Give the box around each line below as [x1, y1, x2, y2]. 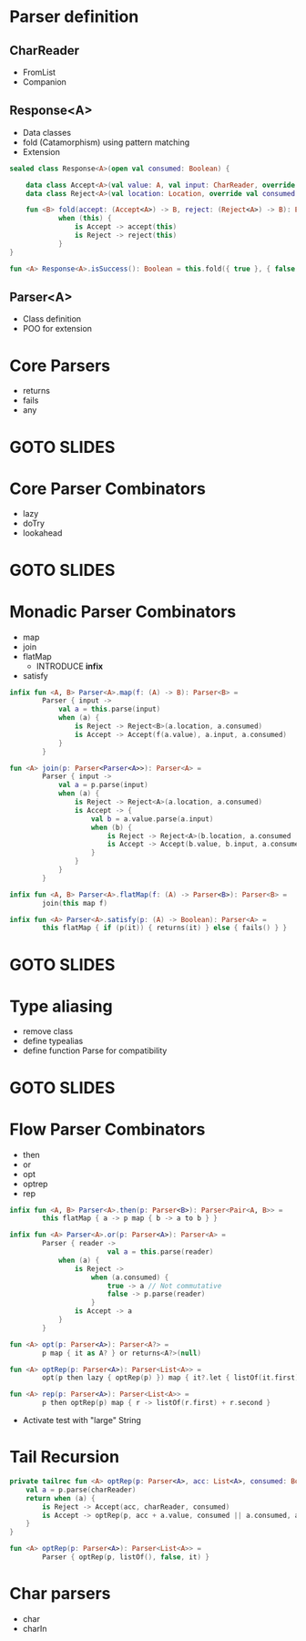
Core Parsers [9, 355, 111, 375]
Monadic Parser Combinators [9, 601, 237, 621]
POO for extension [22, 323, 93, 334]
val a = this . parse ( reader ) [107, 1247, 214, 1256]
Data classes [22, 127, 71, 138]
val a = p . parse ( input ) [57, 781, 148, 790]
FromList [22, 67, 56, 77]
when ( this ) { [57, 214, 112, 223]
